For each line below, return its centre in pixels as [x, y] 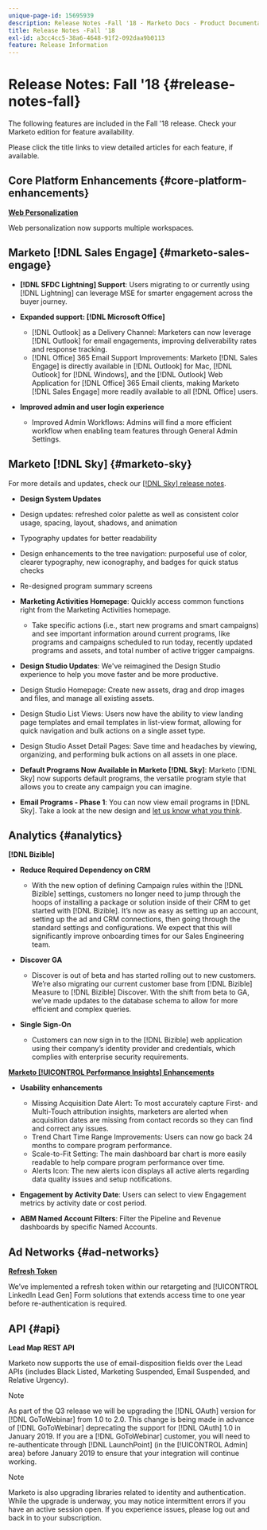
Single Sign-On [45, 1025]
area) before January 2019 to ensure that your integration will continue [124, 1453]
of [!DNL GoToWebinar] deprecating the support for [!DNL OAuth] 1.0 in [124, 1427]
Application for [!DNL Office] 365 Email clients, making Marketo [135, 383]
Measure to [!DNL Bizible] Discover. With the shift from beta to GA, [141, 992]
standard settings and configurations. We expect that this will [132, 928]
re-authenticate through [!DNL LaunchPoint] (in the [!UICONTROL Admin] [128, 1444]
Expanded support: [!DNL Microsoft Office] [92, 317]
